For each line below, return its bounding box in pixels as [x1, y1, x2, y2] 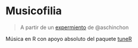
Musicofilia [5, 4, 62, 18]
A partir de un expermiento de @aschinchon [20, 24, 129, 31]
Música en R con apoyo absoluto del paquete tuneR [5, 35, 132, 42]
